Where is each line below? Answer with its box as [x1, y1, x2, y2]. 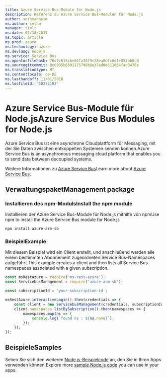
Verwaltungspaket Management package [5, 185, 135, 194]
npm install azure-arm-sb [5, 227, 59, 231]
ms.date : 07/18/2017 [5, 30, 48, 35]
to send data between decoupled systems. [5, 156, 93, 162]
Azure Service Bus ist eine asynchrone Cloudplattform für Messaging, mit [5, 140, 156, 146]
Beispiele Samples [5, 343, 62, 352]
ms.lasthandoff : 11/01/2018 [5, 76, 64, 81]
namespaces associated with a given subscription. [5, 265, 109, 271]
